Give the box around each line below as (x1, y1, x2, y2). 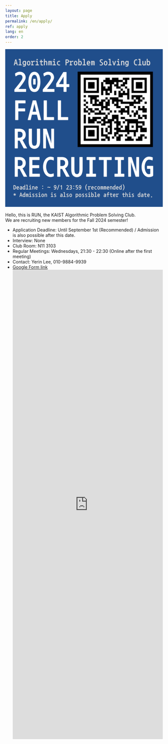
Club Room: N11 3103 (12, 243, 56, 249)
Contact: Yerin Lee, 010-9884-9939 (12, 259, 86, 265)
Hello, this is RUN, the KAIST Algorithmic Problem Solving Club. (5, 212, 136, 218)
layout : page (5, 8, 32, 13)
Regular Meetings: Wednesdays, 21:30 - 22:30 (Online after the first (12, 248, 152, 254)
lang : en (5, 29, 23, 35)
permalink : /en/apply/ (5, 19, 52, 24)
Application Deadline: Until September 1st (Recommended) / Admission (12, 227, 159, 233)
